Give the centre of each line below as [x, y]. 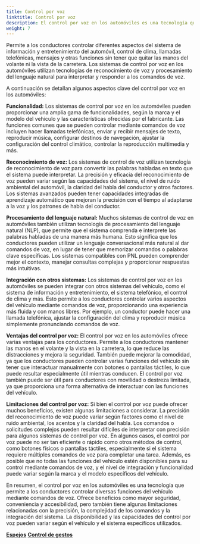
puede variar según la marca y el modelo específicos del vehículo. [87, 474]
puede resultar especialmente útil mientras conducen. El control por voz [95, 374]
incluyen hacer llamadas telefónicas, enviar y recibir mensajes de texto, [94, 132]
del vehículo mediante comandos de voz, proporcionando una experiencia [97, 305]
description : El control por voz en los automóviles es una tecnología [97, 23]
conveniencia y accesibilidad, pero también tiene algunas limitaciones [92, 504]
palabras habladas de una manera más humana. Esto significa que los [92, 237]
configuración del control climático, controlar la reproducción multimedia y [98, 144]
